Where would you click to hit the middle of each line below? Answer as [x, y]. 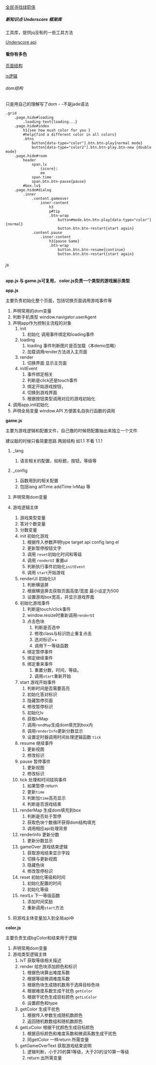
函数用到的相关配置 [39, 480]
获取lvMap [37, 718]
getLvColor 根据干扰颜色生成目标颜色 [57, 1027]
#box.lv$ [32, 186]
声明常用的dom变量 [32, 310]
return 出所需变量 [44, 1058]
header [30, 160]
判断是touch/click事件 [49, 609]
